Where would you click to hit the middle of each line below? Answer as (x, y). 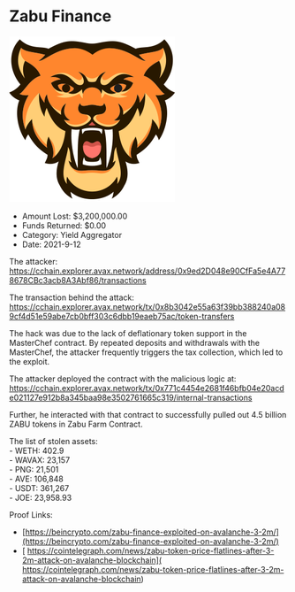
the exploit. (30, 361)
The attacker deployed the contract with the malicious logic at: (123, 379)
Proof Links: (31, 514)
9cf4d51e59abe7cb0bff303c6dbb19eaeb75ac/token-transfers (122, 316)
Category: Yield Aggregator (72, 234)
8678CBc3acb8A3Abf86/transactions (78, 280)
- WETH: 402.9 (37, 450)
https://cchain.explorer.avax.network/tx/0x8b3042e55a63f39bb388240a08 (147, 306)
